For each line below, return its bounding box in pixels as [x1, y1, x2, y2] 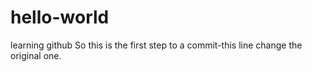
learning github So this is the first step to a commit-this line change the [10, 39, 303, 51]
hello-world [10, 6, 110, 29]
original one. [10, 49, 62, 61]
